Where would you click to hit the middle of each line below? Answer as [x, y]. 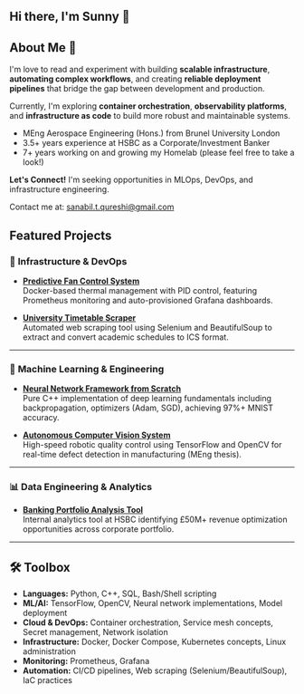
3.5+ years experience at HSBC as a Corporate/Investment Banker [146, 143]
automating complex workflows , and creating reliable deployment [135, 79]
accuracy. [41, 418]
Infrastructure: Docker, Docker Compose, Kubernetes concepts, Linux [154, 642]
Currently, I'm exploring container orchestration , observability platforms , [148, 106]
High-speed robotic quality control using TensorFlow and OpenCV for [152, 445]
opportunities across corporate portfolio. [98, 529]
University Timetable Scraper [79, 317]
